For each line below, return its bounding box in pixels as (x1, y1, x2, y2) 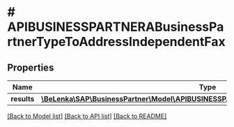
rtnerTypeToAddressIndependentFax (7, 34, 226, 50)
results (10, 94, 35, 103)
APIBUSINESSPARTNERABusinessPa (7, 19, 224, 35)
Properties (7, 61, 54, 73)
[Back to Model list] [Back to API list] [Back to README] (7, 112, 167, 120)
